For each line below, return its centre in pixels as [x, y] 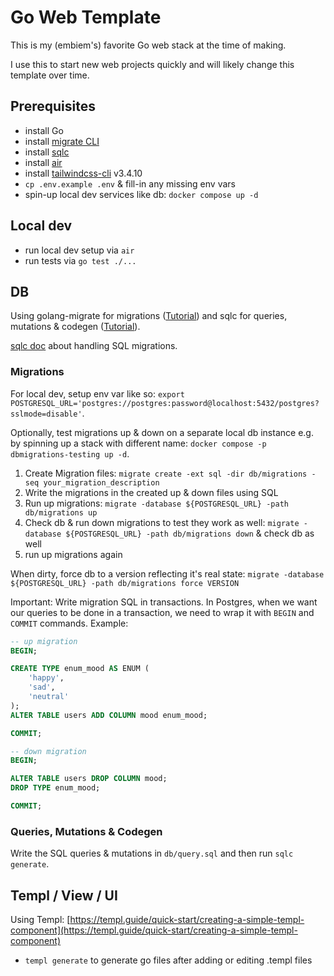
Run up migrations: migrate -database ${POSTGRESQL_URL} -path [156, 503]
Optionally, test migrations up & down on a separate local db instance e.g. [162, 432]
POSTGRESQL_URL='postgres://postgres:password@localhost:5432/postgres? [165, 403]
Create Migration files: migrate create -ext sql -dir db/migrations [166, 473]
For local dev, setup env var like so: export [97, 393]
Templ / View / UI [64, 895]
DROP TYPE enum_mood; [55, 788]
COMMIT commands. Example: [69, 623]
